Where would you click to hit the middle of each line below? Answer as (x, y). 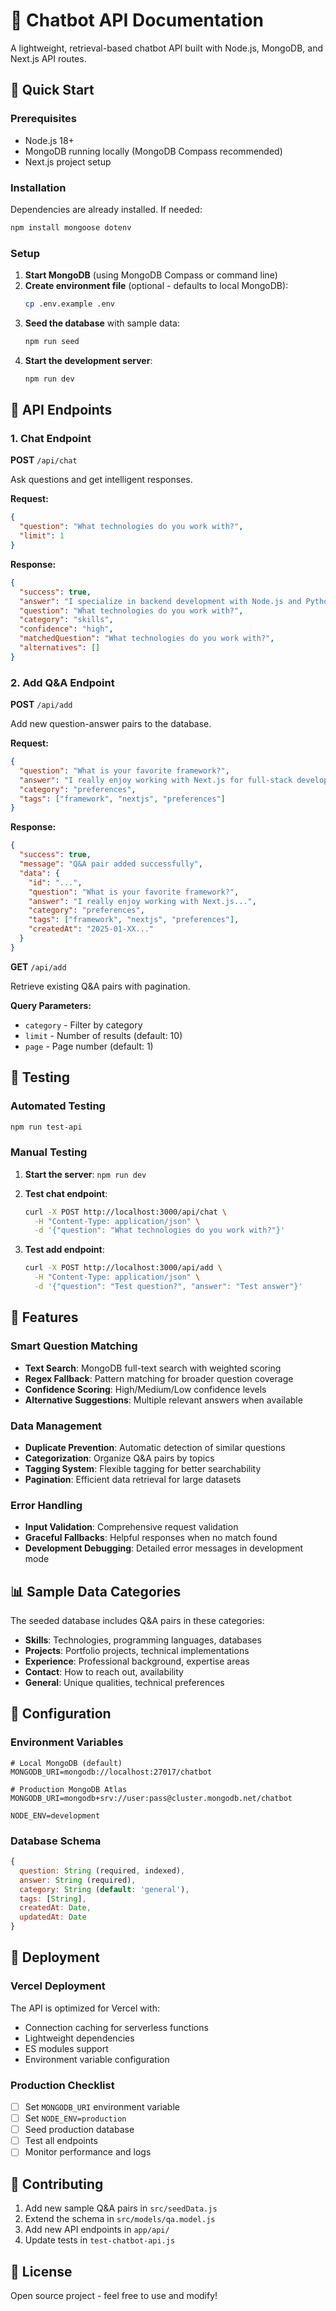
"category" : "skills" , (66, 620)
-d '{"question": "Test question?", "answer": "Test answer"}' (168, 1287)
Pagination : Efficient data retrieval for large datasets (133, 1479)
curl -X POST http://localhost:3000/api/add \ (123, 1268)
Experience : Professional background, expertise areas (137, 1661)
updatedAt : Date (53, 1917)
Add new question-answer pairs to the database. (111, 724)
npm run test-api (46, 1127)
